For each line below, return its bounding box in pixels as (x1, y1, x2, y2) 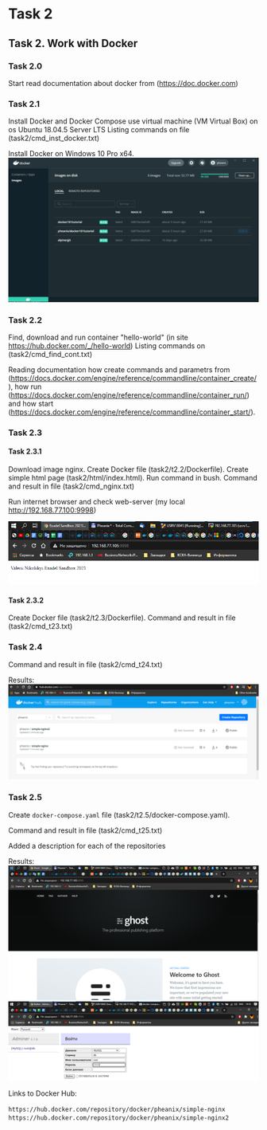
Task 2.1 (8, 98, 41, 109)
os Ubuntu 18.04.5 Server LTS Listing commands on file (8, 125, 190, 135)
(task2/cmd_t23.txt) (8, 622, 73, 631)
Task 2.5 (8, 792, 42, 803)
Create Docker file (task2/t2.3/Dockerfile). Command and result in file (8, 613, 236, 622)
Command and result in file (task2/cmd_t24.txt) (8, 659, 163, 669)
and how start (8, 398, 54, 408)
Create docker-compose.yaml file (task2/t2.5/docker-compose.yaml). (8, 810, 230, 819)
